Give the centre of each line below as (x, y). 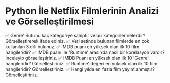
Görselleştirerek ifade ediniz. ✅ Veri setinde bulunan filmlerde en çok (77, 41)
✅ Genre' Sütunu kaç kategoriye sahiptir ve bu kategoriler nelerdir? (75, 35)
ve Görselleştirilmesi (50, 21)
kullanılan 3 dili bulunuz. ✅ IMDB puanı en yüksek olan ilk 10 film (72, 47)
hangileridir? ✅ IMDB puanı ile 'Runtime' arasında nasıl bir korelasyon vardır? (85, 52)
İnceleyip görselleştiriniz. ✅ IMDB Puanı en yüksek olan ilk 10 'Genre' (77, 58)
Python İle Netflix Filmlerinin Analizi (82, 11)
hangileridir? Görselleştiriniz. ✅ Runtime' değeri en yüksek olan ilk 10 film (81, 63)
